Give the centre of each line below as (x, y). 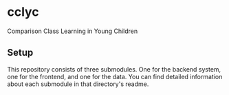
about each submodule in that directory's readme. (78, 84)
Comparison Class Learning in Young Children (73, 31)
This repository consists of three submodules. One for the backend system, (114, 69)
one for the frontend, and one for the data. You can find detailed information (115, 76)
